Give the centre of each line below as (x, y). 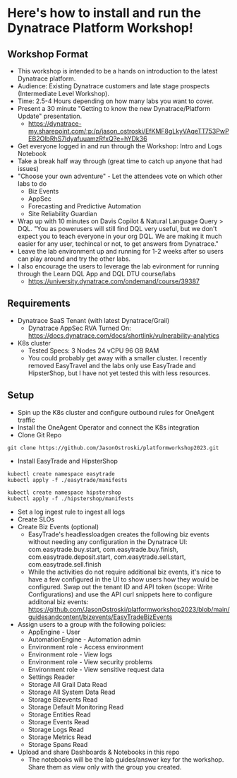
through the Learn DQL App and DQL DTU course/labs (97, 274)
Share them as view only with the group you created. (105, 767)
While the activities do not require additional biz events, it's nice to (124, 572)
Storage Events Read (59, 721)
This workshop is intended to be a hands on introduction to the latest (117, 71)
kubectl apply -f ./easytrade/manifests (68, 480)
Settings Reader (51, 677)
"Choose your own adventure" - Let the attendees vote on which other (120, 176)
